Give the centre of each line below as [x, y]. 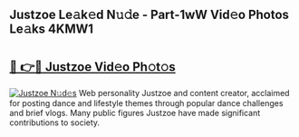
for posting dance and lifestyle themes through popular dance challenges [146, 103]
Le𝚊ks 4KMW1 [51, 29]
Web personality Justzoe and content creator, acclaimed [184, 93]
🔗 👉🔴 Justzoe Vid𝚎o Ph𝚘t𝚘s [92, 67]
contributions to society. [55, 122]
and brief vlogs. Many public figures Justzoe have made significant [135, 113]
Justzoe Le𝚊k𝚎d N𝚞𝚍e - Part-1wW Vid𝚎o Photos [149, 15]
